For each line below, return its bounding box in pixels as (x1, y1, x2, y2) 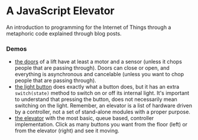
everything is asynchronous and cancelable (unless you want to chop (14, 71, 184, 78)
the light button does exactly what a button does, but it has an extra (14, 83, 180, 90)
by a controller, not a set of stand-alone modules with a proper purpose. (14, 108, 191, 116)
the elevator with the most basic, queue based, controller (14, 115, 154, 122)
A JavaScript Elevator (6, 4, 115, 18)
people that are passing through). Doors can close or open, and (14, 64, 170, 71)
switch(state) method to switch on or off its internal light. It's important (14, 90, 190, 97)
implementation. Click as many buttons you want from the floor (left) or (14, 121, 188, 128)
